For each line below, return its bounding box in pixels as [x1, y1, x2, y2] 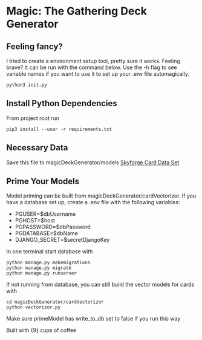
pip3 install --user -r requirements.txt [6, 126, 112, 132]
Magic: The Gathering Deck [6, 4, 147, 18]
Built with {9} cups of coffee [6, 327, 77, 334]
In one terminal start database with [6, 248, 93, 255]
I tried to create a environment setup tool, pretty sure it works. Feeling [6, 58, 180, 64]
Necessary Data [6, 142, 68, 153]
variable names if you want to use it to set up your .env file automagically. [6, 70, 189, 77]
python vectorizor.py [6, 304, 61, 310]
